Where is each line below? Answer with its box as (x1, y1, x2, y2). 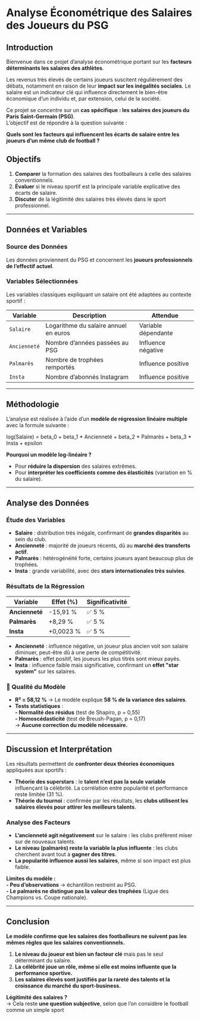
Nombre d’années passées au (45, 338, 129, 347)
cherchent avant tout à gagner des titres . (14, 851, 117, 858)
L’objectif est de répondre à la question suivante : (6, 119, 127, 126)
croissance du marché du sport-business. (14, 982, 121, 989)
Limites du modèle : (6, 875, 56, 882)
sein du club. (14, 536, 47, 543)
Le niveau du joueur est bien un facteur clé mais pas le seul (14, 950, 164, 958)
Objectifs (6, 154, 42, 164)
